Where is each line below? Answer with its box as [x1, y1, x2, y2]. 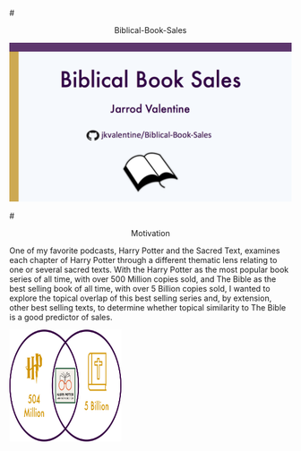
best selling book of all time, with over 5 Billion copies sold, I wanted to [9, 283, 271, 294]
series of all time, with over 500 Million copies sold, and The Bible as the [9, 273, 277, 285]
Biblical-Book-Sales [114, 25, 187, 35]
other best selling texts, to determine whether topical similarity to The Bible [9, 302, 287, 312]
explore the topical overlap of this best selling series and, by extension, [9, 293, 272, 303]
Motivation [131, 227, 170, 238]
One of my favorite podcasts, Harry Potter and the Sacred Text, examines [9, 245, 280, 256]
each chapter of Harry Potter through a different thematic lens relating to [9, 254, 278, 265]
